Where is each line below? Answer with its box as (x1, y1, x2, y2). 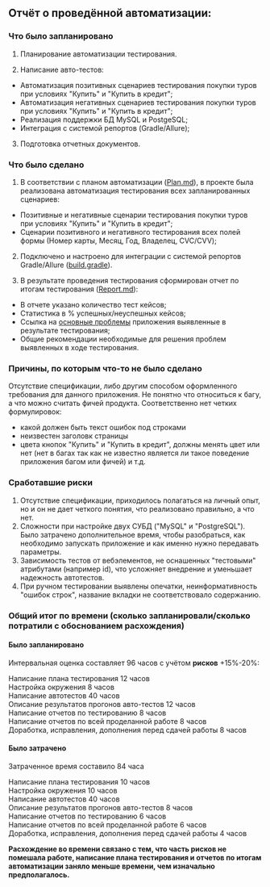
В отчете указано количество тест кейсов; (19, 299, 167, 309)
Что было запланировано (8, 31, 114, 42)
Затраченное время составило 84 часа (8, 761, 145, 771)
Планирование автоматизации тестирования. (19, 48, 177, 59)
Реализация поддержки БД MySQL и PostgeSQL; (19, 115, 188, 124)
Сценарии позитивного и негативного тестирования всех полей (19, 227, 241, 236)
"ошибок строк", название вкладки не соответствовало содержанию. (19, 589, 261, 600)
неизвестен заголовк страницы (19, 431, 129, 441)
